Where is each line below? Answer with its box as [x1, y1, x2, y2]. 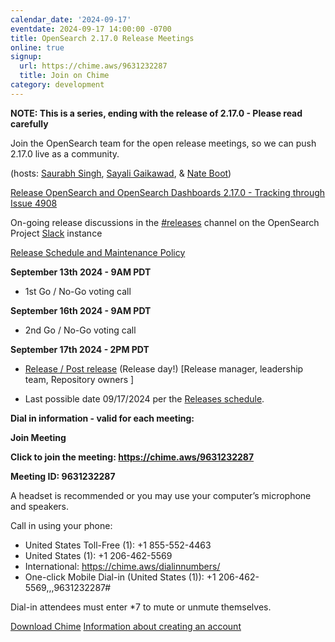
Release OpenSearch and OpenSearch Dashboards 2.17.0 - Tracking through [10, 186, 326, 198]
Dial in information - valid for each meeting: [10, 412, 195, 424]
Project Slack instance [10, 227, 103, 239]
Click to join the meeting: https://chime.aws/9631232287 [10, 451, 255, 463]
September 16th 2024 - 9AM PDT [10, 304, 152, 316]
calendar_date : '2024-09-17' [10, 14, 132, 25]
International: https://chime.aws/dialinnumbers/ [24, 560, 221, 572]
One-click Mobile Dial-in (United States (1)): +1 [24, 571, 217, 583]
